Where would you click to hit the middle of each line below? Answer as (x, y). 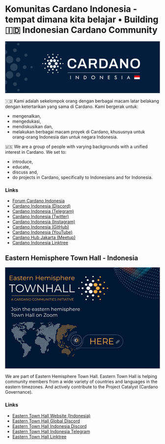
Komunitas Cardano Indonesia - (71, 9)
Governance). (19, 392)
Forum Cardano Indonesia (38, 201)
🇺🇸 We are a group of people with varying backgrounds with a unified (77, 146)
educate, (21, 167)
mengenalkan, (27, 116)
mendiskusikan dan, (32, 126)
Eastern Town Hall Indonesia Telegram (51, 431)
